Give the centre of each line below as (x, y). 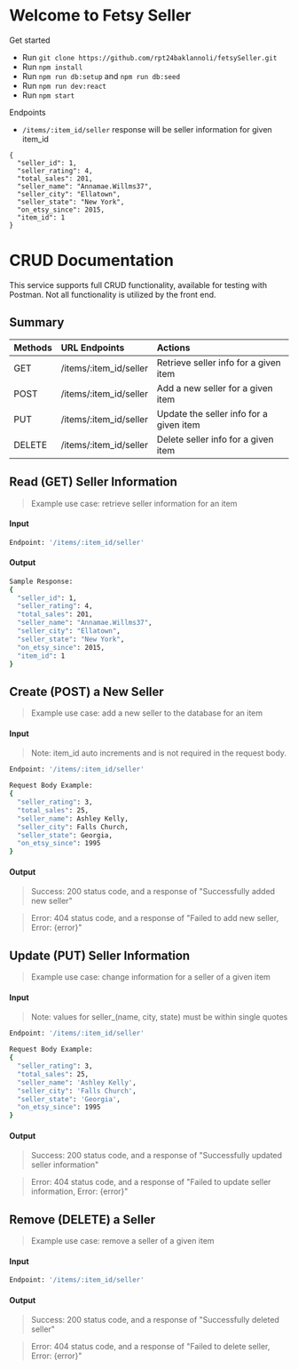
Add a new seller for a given (215, 388)
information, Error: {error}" (79, 1191)
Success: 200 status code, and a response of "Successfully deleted (155, 1320)
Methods (33, 348)
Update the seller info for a (212, 413)
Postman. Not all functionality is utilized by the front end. (113, 294)
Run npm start (48, 95)
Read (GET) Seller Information (93, 482)
